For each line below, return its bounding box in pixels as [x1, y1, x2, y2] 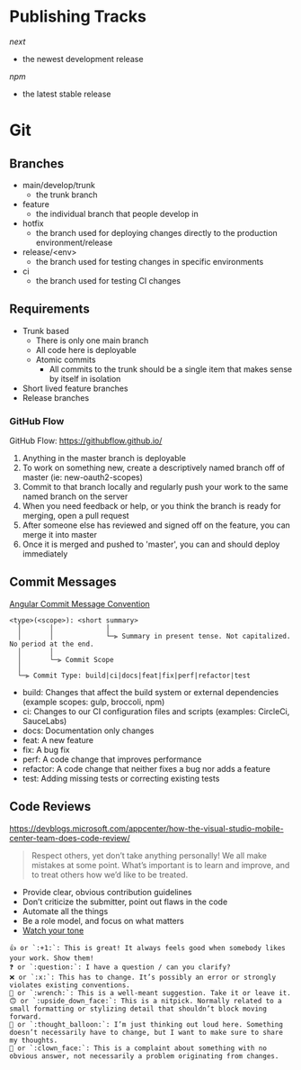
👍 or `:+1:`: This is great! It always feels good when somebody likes [9, 943, 286, 952]
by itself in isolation [49, 373, 121, 384]
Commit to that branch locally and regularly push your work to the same [22, 482, 289, 493]
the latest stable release [22, 88, 111, 99]
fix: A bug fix [22, 744, 70, 755]
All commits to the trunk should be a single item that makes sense [49, 363, 293, 375]
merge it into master [22, 530, 97, 540]
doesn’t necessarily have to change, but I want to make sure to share [9, 1028, 283, 1037]
